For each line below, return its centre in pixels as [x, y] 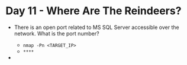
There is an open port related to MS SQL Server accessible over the [96, 27]
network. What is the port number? [57, 33]
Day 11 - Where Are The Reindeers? [93, 11]
